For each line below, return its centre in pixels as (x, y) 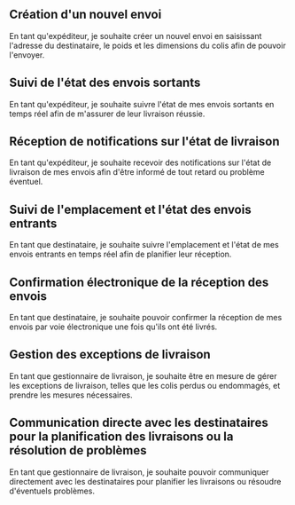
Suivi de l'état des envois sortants (105, 83)
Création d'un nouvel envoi (85, 15)
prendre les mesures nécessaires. (71, 395)
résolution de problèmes (78, 450)
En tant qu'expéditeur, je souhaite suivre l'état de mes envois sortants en (142, 104)
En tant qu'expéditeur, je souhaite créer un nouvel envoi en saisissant (136, 36)
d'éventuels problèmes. (52, 491)
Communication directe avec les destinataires (139, 423)
